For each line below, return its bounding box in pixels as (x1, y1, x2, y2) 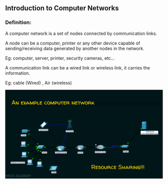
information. (5, 70, 30, 76)
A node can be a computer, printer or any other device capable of (5, 40, 140, 46)
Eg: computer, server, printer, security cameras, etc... (5, 55, 115, 61)
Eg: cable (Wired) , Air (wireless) (5, 79, 72, 85)
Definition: (5, 19, 31, 26)
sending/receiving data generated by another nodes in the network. (5, 45, 144, 51)
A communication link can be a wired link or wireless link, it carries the (5, 64, 150, 70)
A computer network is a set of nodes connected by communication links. (5, 30, 157, 36)
